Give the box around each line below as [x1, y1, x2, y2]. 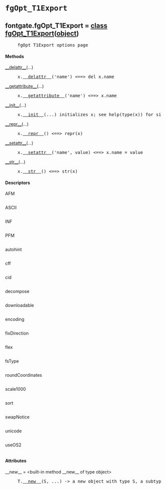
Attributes [5, 458, 27, 464]
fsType [5, 358, 19, 364]
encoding [5, 316, 25, 322]
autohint [5, 247, 22, 253]
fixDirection [5, 330, 29, 336]
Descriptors [5, 180, 31, 186]
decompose [5, 288, 30, 294]
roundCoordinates [5, 372, 42, 378]
